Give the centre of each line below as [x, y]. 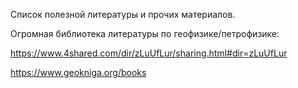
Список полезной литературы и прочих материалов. [123, 14]
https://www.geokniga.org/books [78, 72]
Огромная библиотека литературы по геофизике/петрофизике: [145, 33]
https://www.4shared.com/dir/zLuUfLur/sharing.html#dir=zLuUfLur [149, 53]
